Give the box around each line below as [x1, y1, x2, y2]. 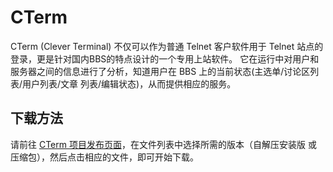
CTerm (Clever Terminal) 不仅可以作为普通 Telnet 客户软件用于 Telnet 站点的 [10, 40, 324, 52]
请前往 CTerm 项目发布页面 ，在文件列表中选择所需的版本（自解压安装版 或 [10, 138, 317, 150]
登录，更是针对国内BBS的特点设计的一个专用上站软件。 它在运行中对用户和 [10, 52, 320, 65]
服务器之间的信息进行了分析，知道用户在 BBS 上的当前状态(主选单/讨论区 [10, 65, 311, 77]
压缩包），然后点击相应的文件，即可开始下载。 [10, 151, 199, 163]
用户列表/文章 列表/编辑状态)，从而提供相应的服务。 [22, 77, 237, 90]
